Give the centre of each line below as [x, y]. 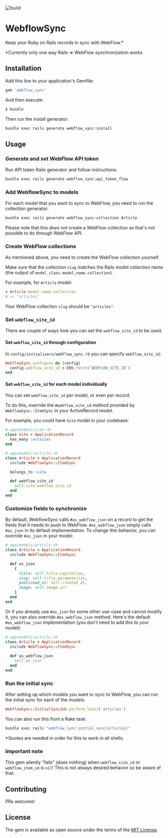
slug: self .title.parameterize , [53, 578]
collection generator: [27, 208]
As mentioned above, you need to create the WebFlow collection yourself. [82, 257]
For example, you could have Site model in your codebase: [67, 421]
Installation [23, 69]
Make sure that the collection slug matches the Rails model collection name [84, 267]
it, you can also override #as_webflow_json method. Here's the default [78, 617]
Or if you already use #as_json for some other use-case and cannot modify [84, 611]
